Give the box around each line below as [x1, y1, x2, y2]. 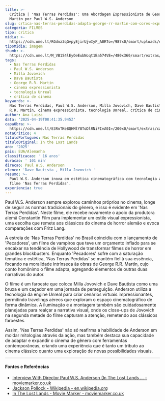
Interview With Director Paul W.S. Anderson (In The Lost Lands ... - [12, 374, 147, 380]
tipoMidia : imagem [5, 44, 43, 49]
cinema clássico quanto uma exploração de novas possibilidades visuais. [5, 348, 153, 354]
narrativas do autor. [5, 271, 45, 277]
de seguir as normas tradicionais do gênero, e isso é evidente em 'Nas [5, 204, 148, 210]
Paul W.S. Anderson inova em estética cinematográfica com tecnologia [9, 177, 157, 182]
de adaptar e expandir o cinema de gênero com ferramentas [5, 338, 128, 343]
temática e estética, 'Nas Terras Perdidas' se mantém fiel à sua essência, [5, 255, 153, 261]
